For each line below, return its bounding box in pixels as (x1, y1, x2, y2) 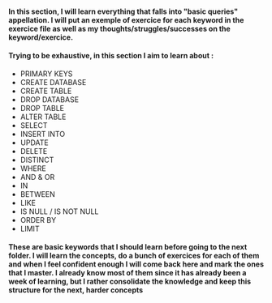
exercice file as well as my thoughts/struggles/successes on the (8, 23, 231, 33)
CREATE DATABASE (19, 77, 87, 87)
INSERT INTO (19, 129, 66, 139)
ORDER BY (19, 215, 57, 224)
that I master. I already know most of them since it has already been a (8, 268, 247, 278)
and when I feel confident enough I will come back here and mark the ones (8, 259, 265, 269)
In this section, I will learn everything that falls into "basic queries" (8, 6, 239, 16)
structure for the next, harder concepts (8, 285, 144, 295)
